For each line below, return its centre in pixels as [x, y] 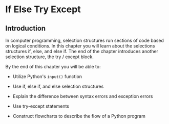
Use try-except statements [41, 106]
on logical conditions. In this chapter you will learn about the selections [80, 46]
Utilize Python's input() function [47, 77]
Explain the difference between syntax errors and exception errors [83, 96]
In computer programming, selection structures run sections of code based [84, 40]
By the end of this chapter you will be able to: [53, 67]
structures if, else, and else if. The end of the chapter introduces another [82, 51]
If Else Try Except [43, 9]
